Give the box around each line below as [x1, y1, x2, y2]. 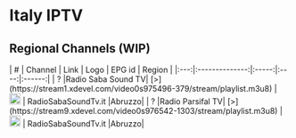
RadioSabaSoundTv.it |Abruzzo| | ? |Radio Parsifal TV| [27, 96, 226, 107]
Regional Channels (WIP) [9, 41, 151, 56]
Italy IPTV [9, 5, 83, 26]
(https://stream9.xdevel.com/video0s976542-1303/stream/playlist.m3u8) [9, 106, 278, 116]
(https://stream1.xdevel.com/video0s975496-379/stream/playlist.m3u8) [9, 84, 273, 93]
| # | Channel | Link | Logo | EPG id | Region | [9, 64, 174, 75]
